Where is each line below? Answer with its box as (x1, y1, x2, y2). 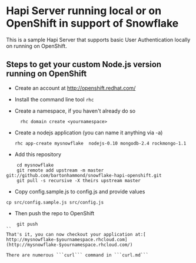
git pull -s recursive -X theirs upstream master (16, 177, 141, 183)
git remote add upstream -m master (16, 167, 104, 173)
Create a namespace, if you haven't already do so (14, 107, 136, 114)
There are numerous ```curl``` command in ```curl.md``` (6, 252, 149, 258)
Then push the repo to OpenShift (14, 209, 95, 216)
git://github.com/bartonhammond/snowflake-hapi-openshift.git (6, 172, 162, 178)
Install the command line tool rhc (14, 96, 94, 103)
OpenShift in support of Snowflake (6, 17, 179, 30)
